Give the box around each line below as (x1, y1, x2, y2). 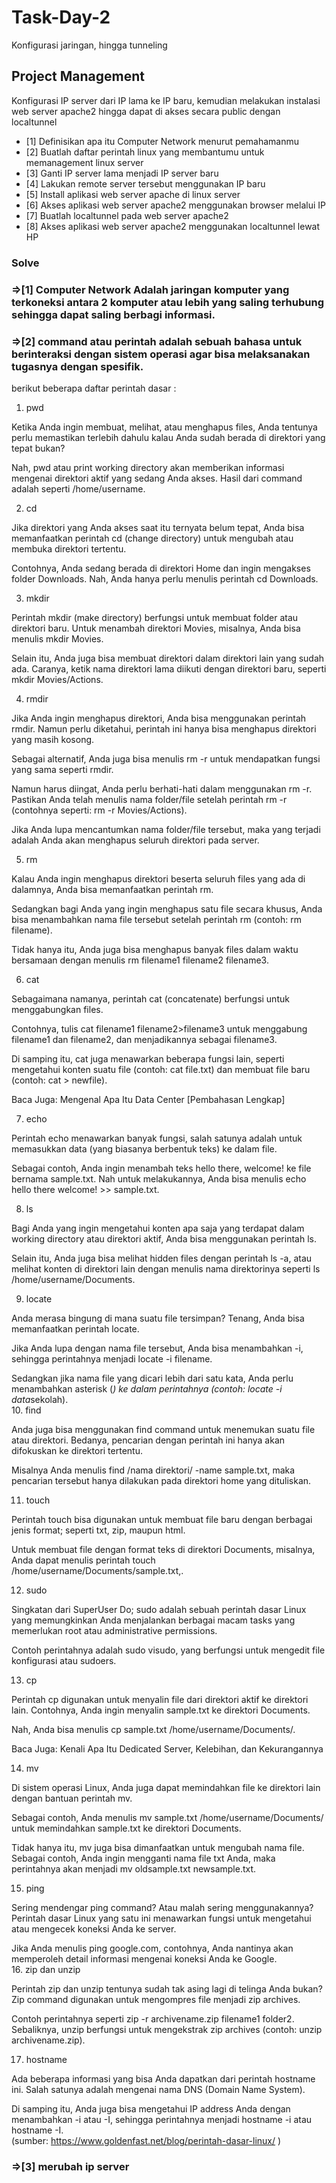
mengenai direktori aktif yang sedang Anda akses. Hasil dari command (11, 472, 303, 484)
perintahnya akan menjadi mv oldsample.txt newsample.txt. (11, 1862, 257, 1875)
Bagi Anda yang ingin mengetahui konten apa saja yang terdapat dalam (11, 1222, 305, 1234)
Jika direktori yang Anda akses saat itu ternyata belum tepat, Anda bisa (11, 521, 305, 533)
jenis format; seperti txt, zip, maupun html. (11, 1524, 186, 1536)
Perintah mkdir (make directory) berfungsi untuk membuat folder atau (11, 611, 299, 623)
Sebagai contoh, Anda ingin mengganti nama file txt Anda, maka (11, 1852, 276, 1864)
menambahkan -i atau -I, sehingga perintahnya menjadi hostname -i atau (11, 2113, 313, 2125)
